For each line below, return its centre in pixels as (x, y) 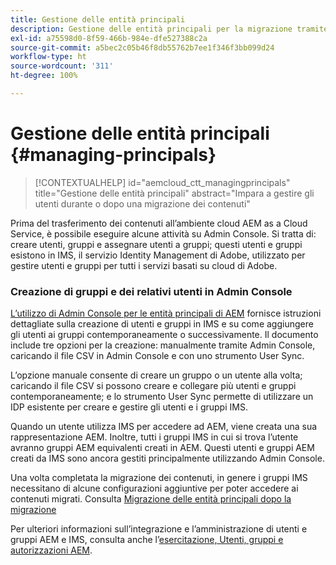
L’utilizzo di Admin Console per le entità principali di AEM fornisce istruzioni (166, 313)
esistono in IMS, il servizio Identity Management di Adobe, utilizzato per (158, 255)
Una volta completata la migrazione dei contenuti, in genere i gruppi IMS (159, 478)
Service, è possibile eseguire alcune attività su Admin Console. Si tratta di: (163, 233)
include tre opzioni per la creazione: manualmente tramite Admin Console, (163, 345)
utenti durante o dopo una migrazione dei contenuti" (142, 203)
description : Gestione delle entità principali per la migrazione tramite (169, 29)
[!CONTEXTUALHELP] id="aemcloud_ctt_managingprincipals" (162, 182)
